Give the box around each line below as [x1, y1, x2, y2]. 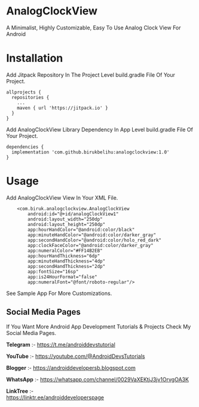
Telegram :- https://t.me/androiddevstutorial [6, 340, 115, 348]
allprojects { [6, 89, 42, 95]
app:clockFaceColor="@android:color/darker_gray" [27, 242, 154, 248]
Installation [6, 52, 63, 65]
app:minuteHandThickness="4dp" [27, 258, 106, 264]
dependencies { [6, 144, 44, 150]
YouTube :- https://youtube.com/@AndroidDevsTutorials [6, 352, 145, 360]
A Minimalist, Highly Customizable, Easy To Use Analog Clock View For [6, 24, 181, 31]
